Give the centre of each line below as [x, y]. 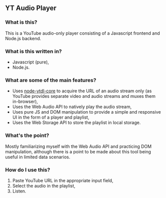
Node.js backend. [23, 38]
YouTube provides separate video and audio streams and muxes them [84, 96]
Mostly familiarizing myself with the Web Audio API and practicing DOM [78, 146]
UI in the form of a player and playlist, [51, 117]
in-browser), [25, 102]
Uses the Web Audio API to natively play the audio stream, [72, 107]
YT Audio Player [31, 8]
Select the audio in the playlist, [44, 186]
